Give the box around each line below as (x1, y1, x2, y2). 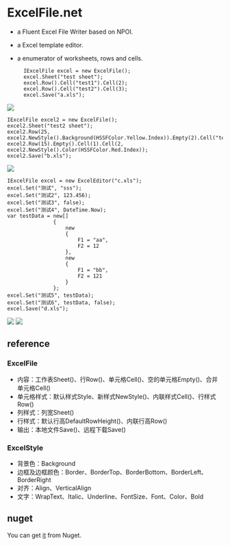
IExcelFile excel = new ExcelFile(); (23, 67, 131, 74)
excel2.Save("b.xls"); (7, 152, 72, 159)
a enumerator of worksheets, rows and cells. (16, 54, 143, 62)
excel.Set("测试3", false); (7, 199, 86, 206)
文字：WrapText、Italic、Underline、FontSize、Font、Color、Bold (16, 492, 204, 501)
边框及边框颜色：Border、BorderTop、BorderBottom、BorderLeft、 (16, 468, 207, 476)
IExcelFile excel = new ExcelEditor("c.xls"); (7, 177, 142, 184)
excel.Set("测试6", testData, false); (7, 299, 116, 306)
